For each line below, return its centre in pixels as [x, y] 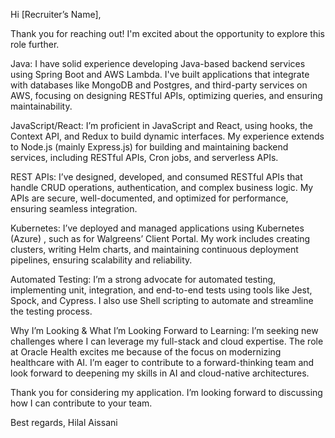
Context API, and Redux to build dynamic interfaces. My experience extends [167, 136]
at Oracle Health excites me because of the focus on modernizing [146, 352]
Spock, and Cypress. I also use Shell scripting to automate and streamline [162, 300]
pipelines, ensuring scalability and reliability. [101, 260]
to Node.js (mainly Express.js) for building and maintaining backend [149, 147]
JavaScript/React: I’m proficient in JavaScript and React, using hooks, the [161, 125]
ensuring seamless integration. [74, 208]
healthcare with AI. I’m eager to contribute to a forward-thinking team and [162, 362]
